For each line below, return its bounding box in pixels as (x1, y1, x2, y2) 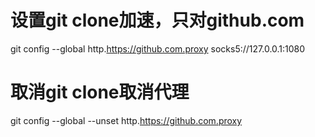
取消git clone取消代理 (10, 81, 190, 104)
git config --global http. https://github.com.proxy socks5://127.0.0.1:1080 (10, 42, 306, 55)
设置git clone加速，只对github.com (10, 9, 305, 32)
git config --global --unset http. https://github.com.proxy (10, 114, 243, 126)
